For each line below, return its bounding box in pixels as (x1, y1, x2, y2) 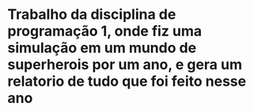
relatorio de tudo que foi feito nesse (7, 72, 247, 91)
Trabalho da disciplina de (7, 6, 176, 24)
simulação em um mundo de (7, 39, 197, 57)
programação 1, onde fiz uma (7, 22, 203, 40)
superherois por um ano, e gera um (7, 56, 243, 74)
